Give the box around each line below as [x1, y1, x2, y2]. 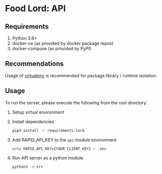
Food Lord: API [5, 3, 66, 14]
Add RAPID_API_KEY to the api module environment [12, 137, 117, 143]
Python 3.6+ [12, 35, 38, 41]
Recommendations [5, 59, 64, 68]
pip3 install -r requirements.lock [12, 128, 85, 133]
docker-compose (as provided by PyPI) [12, 46, 91, 51]
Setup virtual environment [12, 109, 64, 115]
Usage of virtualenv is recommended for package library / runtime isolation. [5, 73, 158, 78]
